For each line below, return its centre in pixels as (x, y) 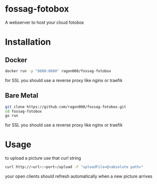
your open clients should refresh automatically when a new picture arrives (79, 176)
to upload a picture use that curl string (43, 158)
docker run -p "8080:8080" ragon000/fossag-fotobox (58, 71)
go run (12, 116)
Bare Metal (22, 96)
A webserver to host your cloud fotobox (45, 22)
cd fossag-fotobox (23, 111)
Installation (28, 42)
